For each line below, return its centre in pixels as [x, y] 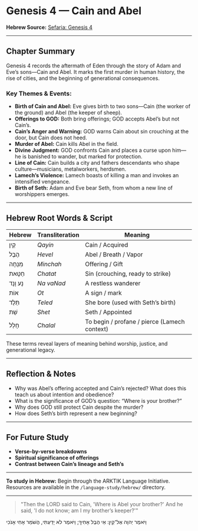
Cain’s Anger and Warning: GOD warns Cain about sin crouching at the [102, 132]
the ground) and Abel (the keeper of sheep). [68, 113]
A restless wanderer [113, 283]
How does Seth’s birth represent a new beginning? [76, 413]
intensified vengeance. [42, 182]
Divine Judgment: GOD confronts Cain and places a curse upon [93, 150]
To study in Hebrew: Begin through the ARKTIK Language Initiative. [88, 481]
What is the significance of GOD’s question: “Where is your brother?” [98, 400]
